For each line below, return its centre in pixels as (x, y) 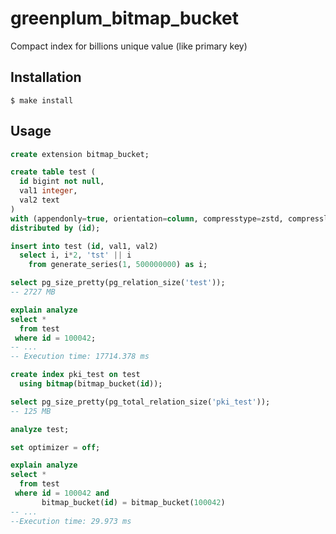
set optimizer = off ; (55, 447)
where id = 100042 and (62, 493)
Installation (46, 77)
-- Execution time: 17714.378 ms (80, 357)
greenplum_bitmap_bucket (125, 18)
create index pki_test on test (75, 375)
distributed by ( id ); (55, 228)
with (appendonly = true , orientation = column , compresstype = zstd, (147, 218)
